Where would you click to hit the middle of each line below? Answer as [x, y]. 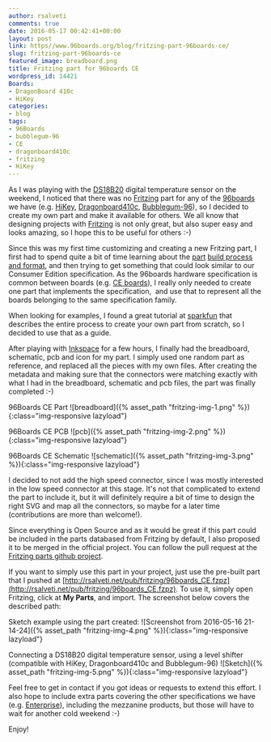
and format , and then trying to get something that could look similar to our [131, 266]
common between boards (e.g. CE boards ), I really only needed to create [130, 283]
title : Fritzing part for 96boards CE [74, 69]
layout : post [30, 38]
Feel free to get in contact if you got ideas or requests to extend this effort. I [135, 688]
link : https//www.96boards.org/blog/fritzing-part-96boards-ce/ [119, 46]
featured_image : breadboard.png [63, 62]
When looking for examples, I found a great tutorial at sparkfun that [121, 316]
